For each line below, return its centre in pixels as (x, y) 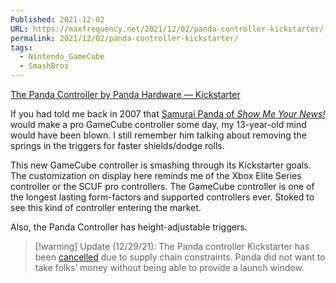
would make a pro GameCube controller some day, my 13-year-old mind (158, 124)
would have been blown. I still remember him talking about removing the (158, 135)
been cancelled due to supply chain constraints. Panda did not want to (180, 257)
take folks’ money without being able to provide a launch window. (169, 267)
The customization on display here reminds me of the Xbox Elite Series (156, 175)
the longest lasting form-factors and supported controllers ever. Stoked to (162, 197)
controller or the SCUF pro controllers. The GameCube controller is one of (162, 186)
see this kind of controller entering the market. (106, 207)
